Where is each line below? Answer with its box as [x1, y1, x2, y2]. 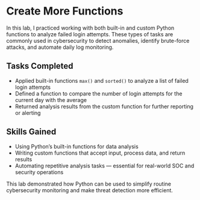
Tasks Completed [6, 61, 73, 71]
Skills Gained [6, 127, 57, 137]
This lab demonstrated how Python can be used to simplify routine [6, 180, 172, 187]
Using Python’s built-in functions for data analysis [14, 143, 139, 150]
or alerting [14, 109, 41, 116]
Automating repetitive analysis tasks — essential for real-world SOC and [14, 162, 195, 169]
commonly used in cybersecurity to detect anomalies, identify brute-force [6, 37, 190, 44]
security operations [14, 168, 64, 176]
